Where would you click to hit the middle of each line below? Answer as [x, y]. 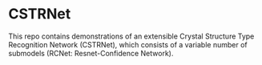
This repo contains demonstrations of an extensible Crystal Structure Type [131, 36]
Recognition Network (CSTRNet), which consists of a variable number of [128, 44]
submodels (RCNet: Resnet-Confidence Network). [91, 53]
